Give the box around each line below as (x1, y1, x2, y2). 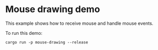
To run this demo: (5, 30, 43, 36)
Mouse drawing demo (5, 4, 100, 15)
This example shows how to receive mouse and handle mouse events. (5, 20, 154, 26)
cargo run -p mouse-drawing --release (5, 39, 88, 45)
